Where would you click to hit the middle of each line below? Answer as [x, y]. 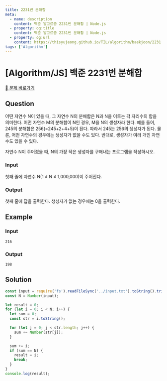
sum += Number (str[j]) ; [39, 332]
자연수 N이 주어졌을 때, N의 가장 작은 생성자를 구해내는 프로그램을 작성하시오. [80, 152]
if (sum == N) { [26, 351]
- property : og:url [30, 38]
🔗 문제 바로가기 [20, 88]
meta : [11, 14]
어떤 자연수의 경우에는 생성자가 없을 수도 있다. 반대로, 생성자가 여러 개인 [81, 135]
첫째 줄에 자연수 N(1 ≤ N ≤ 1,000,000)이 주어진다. [54, 176]
